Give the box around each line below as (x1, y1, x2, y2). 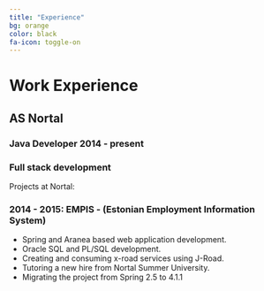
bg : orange (9, 21, 49, 30)
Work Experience (9, 76, 139, 96)
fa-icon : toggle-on (9, 37, 81, 47)
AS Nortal (9, 111, 64, 126)
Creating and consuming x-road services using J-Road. (21, 253, 224, 264)
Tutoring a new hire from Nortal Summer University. (21, 263, 210, 273)
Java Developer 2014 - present (9, 137, 144, 149)
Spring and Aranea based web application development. (21, 234, 227, 245)
